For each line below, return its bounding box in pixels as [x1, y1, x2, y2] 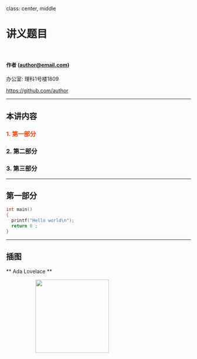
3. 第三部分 [6, 164, 38, 172]
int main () [6, 206, 33, 213]
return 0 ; [11, 223, 38, 229]
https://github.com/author [6, 87, 69, 94]
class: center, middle [6, 5, 56, 12]
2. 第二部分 [6, 147, 38, 155]
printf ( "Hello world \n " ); [11, 218, 75, 223]
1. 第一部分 [6, 130, 36, 138]
